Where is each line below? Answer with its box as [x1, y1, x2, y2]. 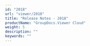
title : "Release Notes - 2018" [5, 16, 69, 21]
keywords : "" [5, 34, 32, 39]
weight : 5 [5, 25, 25, 30]
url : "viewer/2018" [5, 11, 45, 16]
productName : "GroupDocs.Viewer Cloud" [5, 20, 86, 25]
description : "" [5, 29, 38, 34]
